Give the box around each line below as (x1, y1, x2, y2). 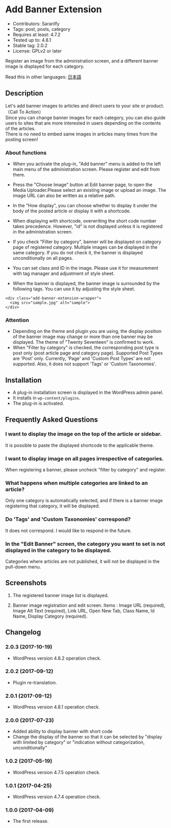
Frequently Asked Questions (5, 415, 99, 424)
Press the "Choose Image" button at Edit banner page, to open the (12, 182, 153, 188)
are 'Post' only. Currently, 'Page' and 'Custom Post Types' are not (12, 356, 151, 362)
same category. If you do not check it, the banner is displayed (12, 250, 143, 256)
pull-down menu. (5, 564, 41, 570)
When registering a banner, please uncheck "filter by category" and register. (5, 467, 166, 473)
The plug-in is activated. (12, 400, 64, 406)
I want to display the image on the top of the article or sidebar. (5, 430, 162, 438)
